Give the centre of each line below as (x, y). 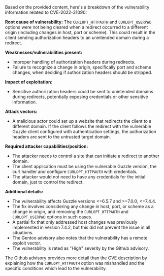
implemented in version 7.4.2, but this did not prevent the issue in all (81, 227)
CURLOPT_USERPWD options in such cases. (52, 217)
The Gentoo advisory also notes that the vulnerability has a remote (80, 238)
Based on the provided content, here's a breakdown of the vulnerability (77, 7)
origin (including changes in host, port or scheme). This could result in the (80, 32)
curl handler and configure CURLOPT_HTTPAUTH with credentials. (75, 172)
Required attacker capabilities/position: (47, 146)
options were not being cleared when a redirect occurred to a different (77, 27)
